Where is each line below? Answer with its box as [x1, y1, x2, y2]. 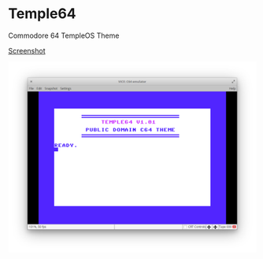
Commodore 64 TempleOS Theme [8, 31, 120, 40]
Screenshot [8, 46, 46, 55]
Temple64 [8, 5, 76, 23]
